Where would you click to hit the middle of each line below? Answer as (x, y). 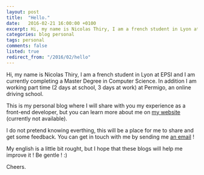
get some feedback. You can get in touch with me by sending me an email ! (100, 137)
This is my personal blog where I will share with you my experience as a (96, 105)
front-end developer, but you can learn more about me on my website (93, 112)
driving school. (25, 94)
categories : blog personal (40, 35)
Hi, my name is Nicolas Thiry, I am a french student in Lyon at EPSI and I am (101, 74)
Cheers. (16, 166)
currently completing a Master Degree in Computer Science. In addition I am (102, 81)
